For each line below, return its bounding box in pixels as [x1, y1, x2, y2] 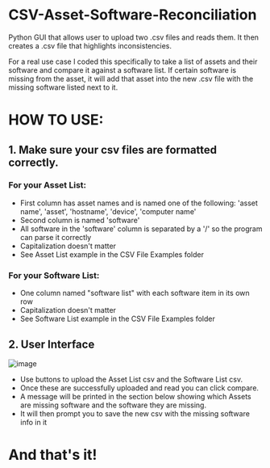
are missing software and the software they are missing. [19, 400, 207, 410]
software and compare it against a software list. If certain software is [8, 65, 236, 74]
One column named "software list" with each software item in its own [19, 289, 250, 298]
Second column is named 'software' [19, 215, 140, 225]
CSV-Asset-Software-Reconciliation [8, 6, 257, 24]
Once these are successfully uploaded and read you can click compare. [19, 382, 260, 393]
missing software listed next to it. [8, 82, 118, 92]
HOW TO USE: [8, 111, 104, 129]
